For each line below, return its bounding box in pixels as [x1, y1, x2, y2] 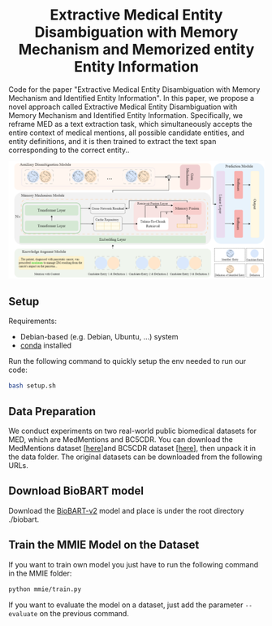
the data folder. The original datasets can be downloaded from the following [8, 452, 262, 462]
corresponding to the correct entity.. [8, 145, 130, 155]
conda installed [19, 340, 71, 351]
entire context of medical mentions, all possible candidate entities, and [8, 128, 245, 138]
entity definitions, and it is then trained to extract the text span [8, 136, 217, 146]
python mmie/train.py [8, 584, 82, 593]
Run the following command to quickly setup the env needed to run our [8, 357, 246, 366]
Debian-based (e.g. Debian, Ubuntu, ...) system [19, 332, 179, 342]
